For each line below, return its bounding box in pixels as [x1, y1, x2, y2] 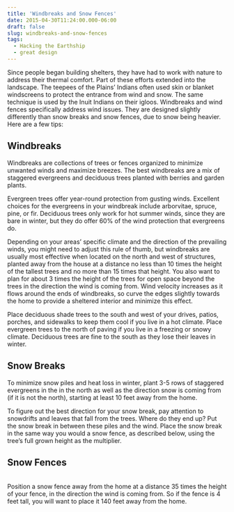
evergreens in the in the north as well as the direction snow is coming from [7, 386, 221, 394]
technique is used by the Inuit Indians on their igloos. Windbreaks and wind [7, 98, 223, 106]
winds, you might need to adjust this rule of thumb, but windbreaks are [7, 245, 210, 253]
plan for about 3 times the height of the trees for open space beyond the [7, 274, 215, 283]
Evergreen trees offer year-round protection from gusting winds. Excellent [7, 194, 219, 203]
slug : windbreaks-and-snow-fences [7, 29, 108, 37]
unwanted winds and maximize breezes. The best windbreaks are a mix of [7, 166, 221, 174]
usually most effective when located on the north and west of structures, [7, 252, 216, 261]
